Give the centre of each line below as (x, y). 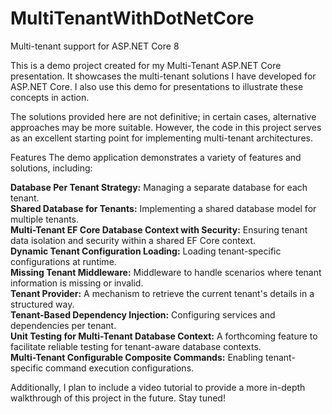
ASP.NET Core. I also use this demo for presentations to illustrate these (157, 86)
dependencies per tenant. (63, 325)
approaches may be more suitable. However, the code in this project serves (166, 127)
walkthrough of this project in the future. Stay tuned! (118, 398)
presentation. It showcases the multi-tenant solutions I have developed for (163, 76)
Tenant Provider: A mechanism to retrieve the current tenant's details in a (162, 293)
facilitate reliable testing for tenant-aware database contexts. (136, 346)
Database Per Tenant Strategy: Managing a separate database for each (159, 187)
